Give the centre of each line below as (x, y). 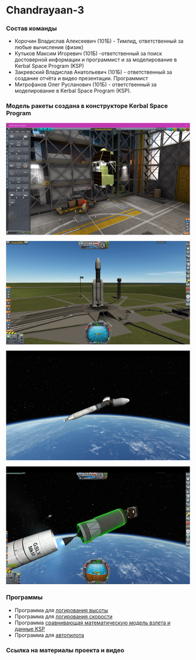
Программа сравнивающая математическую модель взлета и (92, 623)
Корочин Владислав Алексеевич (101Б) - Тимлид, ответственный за (99, 41)
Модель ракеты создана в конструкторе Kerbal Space (87, 106)
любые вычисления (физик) (49, 47)
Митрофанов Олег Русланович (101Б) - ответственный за (85, 85)
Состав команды (32, 29)
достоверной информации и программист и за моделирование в (96, 60)
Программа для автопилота (49, 635)
